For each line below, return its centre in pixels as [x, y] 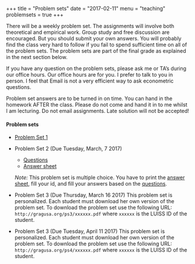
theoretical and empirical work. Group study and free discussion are [88, 32]
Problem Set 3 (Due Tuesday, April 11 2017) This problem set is [90, 231]
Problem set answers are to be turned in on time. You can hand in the [89, 98]
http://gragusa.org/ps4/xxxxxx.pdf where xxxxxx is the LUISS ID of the [101, 250]
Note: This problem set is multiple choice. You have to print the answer [100, 177]
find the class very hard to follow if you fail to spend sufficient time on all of [97, 44]
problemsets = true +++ [35, 15]
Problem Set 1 [31, 138]
